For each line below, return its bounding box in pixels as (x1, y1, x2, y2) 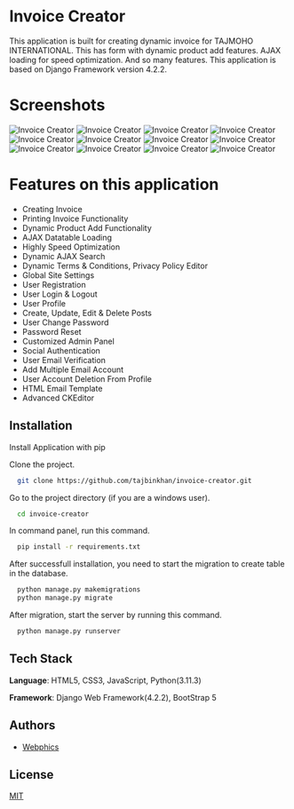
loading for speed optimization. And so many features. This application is (9, 54, 277, 65)
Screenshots (9, 95, 106, 115)
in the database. (9, 568, 68, 579)
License (9, 766, 54, 782)
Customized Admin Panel (21, 336, 115, 346)
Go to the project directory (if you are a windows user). (9, 492, 211, 503)
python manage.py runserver (17, 627, 122, 636)
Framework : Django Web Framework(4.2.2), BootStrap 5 (9, 692, 217, 702)
